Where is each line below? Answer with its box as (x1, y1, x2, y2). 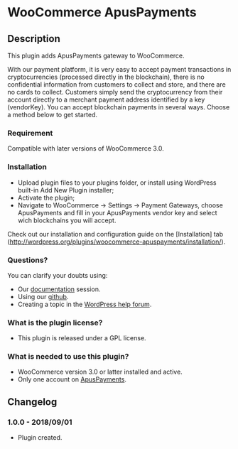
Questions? (7, 255, 48, 265)
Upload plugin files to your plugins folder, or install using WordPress (17, 178, 217, 187)
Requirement (7, 128, 53, 138)
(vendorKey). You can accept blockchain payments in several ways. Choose (7, 103, 230, 111)
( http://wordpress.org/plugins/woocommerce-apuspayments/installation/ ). (7, 237, 226, 246)
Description (7, 33, 60, 45)
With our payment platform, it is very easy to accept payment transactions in (7, 65, 232, 73)
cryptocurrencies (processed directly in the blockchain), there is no (7, 72, 205, 81)
